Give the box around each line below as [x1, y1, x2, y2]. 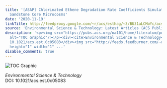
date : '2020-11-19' [5, 16, 46, 21]
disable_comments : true [5, 49, 55, 54]
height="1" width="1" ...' [9, 44, 66, 49]
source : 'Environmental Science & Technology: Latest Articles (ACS [5, 26, 150, 31]
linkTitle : [5, 21, 28, 26]
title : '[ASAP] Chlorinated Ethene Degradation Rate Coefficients [5, 7, 146, 12]
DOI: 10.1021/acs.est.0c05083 [5, 78, 66, 84]
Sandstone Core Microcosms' [9, 12, 68, 17]
